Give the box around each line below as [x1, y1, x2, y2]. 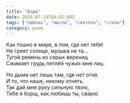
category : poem [6, 25, 44, 31]
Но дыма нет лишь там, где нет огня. [6, 71, 99, 78]
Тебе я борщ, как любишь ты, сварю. [6, 90, 100, 97]
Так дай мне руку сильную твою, [6, 84, 89, 91]
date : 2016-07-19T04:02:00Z [6, 14, 75, 20]
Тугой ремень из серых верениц [6, 54, 88, 61]
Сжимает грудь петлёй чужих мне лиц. [6, 60, 105, 67]
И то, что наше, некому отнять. [6, 78, 84, 85]
